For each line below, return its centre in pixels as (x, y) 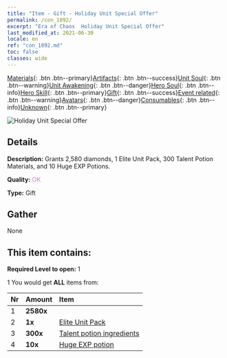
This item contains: (49, 252)
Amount (39, 299)
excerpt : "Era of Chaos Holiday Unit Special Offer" (86, 26)
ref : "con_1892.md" (35, 45)
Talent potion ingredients (99, 333)
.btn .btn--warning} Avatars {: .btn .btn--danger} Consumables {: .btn (102, 100)
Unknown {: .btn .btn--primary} (64, 107)
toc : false (23, 52)
